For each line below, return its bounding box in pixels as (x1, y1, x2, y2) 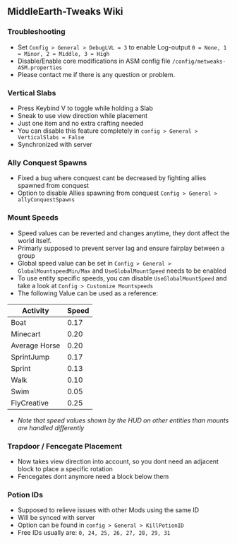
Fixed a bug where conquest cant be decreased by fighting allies (17, 174, 207, 182)
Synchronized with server (17, 140, 93, 148)
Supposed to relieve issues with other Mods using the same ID (17, 506, 200, 514)
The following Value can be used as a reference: (17, 289, 159, 297)
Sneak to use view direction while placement (17, 111, 148, 119)
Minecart (11, 329, 41, 338)
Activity (22, 305, 49, 315)
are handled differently (17, 423, 85, 432)
